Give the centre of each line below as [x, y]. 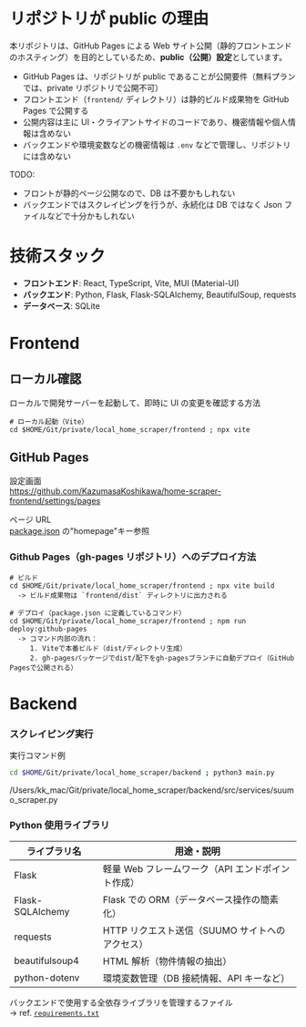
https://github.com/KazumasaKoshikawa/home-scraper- [115, 491]
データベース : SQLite [61, 305]
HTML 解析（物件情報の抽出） [168, 960]
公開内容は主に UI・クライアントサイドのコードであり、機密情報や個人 [155, 122]
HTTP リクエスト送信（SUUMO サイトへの [194, 930]
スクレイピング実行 [51, 734]
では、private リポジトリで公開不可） [93, 87]
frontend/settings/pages [55, 500]
